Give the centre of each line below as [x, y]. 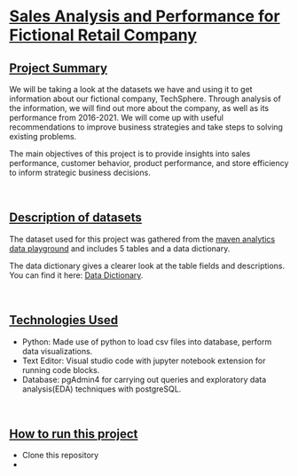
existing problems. [43, 136]
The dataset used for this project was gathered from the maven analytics [142, 239]
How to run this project [74, 434]
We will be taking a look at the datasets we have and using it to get [131, 89]
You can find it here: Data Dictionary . [76, 275]
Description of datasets [75, 218]
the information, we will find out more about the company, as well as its [139, 108]
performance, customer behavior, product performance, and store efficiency [149, 163]
